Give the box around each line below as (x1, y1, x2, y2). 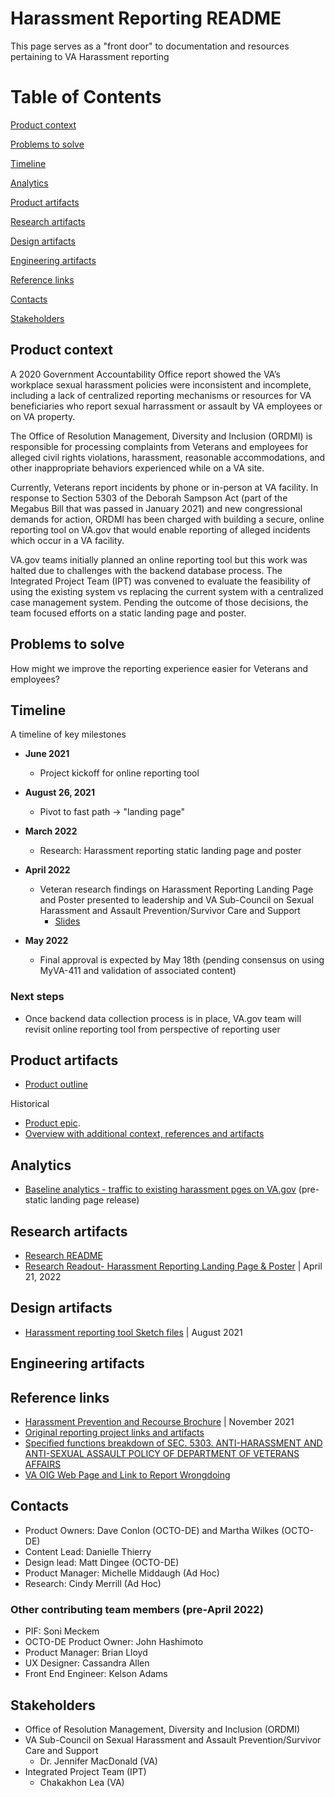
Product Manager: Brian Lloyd (24, 1647, 148, 1659)
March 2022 (24, 825, 78, 837)
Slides (54, 915, 81, 927)
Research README (24, 1250, 103, 1262)
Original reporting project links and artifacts (24, 1427, 205, 1439)
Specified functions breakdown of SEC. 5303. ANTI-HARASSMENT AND (24, 1437, 323, 1449)
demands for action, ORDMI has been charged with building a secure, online (10, 513, 325, 525)
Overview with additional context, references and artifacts (24, 1128, 265, 1140)
